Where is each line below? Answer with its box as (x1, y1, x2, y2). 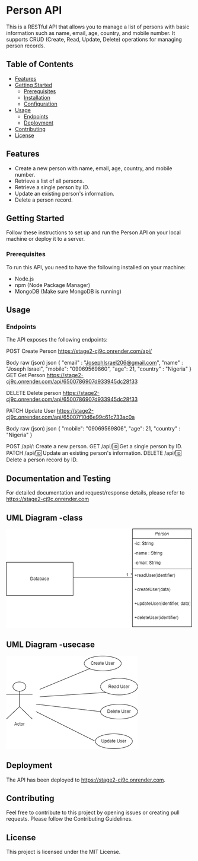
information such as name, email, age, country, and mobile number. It (6, 29, 175, 36)
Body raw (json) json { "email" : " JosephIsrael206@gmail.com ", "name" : (6, 359, 183, 366)
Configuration (23, 100, 58, 107)
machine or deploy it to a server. (6, 235, 85, 243)
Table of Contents (6, 59, 74, 69)
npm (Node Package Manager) (14, 281, 91, 288)
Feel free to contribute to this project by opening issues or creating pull (6, 809, 180, 816)
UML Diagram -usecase (6, 640, 95, 650)
